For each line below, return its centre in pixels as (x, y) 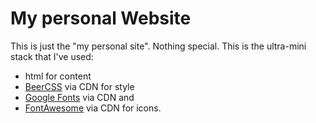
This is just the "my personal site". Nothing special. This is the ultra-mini (158, 46)
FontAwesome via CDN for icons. (93, 108)
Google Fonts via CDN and (79, 97)
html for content (58, 76)
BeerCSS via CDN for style (79, 86)
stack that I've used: (52, 56)
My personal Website (101, 18)
